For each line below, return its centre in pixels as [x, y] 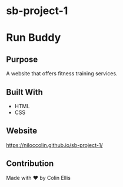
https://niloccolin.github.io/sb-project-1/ [54, 145]
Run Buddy [34, 38]
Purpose [22, 59]
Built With [24, 92]
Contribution [30, 164]
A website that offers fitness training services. [62, 74]
